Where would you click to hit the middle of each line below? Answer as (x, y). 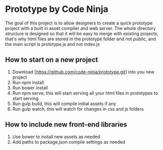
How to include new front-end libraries (66, 125)
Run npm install (28, 82)
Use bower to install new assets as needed (56, 137)
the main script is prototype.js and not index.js (53, 44)
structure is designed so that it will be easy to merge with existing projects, (82, 33)
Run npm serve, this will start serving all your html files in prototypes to (85, 93)
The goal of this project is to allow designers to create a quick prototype (79, 23)
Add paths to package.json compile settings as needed (69, 142)
